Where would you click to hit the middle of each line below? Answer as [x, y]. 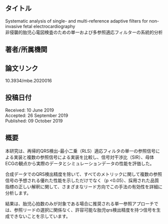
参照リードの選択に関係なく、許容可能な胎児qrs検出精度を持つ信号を [85, 210]
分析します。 [18, 193]
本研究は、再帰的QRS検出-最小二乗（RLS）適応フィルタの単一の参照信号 [80, 151]
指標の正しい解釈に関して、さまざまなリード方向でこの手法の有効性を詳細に [84, 186]
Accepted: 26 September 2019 [37, 115]
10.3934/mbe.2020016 [28, 81]
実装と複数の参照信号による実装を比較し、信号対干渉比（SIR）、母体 [84, 157]
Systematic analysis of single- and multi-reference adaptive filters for [77, 21]
